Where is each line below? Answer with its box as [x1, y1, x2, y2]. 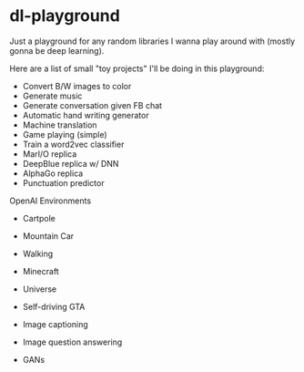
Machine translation [22, 119, 97, 130]
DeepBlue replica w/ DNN [22, 158, 119, 169]
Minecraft [22, 265, 59, 276]
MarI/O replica [22, 148, 77, 160]
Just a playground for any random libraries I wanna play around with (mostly [9, 36, 296, 46]
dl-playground [9, 5, 120, 26]
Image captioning [22, 318, 88, 329]
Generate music [22, 90, 83, 101]
